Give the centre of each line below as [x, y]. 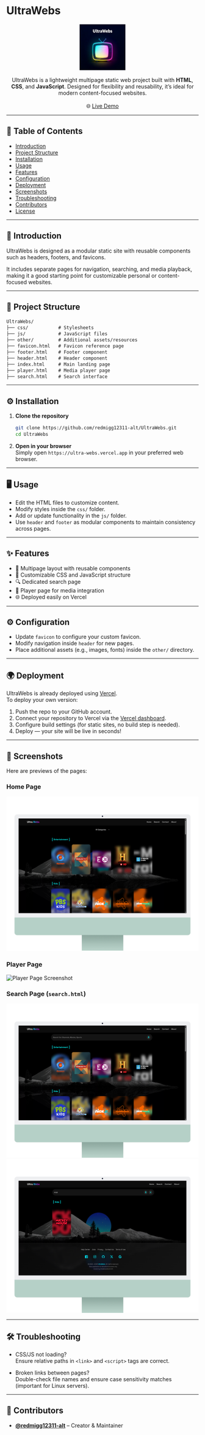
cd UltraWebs [32, 435]
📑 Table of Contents [45, 131]
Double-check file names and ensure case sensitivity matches [93, 1379]
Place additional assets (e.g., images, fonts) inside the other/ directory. [105, 650]
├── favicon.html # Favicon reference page [65, 346]
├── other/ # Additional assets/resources [72, 340]
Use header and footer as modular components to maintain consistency [105, 522]
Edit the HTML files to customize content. [67, 503]
